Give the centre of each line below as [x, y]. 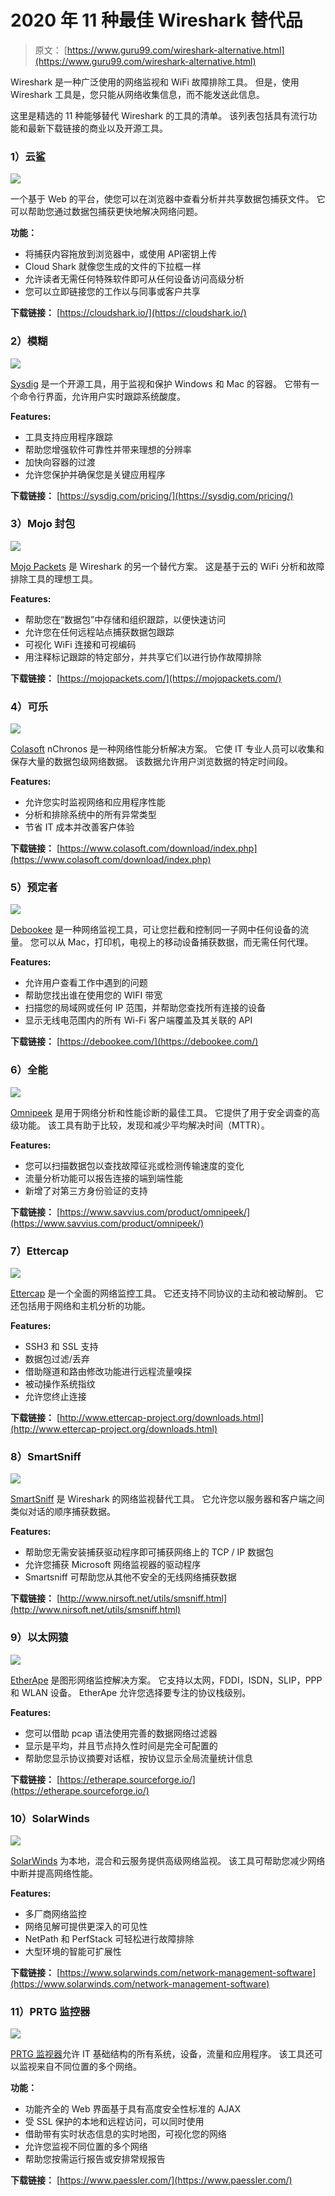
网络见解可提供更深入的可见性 [86, 1926]
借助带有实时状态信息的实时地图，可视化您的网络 [125, 2134]
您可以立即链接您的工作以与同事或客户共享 [112, 292]
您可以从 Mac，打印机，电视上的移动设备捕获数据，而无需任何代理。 [171, 942]
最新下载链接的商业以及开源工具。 [97, 128]
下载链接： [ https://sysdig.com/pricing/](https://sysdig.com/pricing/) [152, 495]
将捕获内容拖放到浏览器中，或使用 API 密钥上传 [121, 254]
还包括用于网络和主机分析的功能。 [80, 1306]
